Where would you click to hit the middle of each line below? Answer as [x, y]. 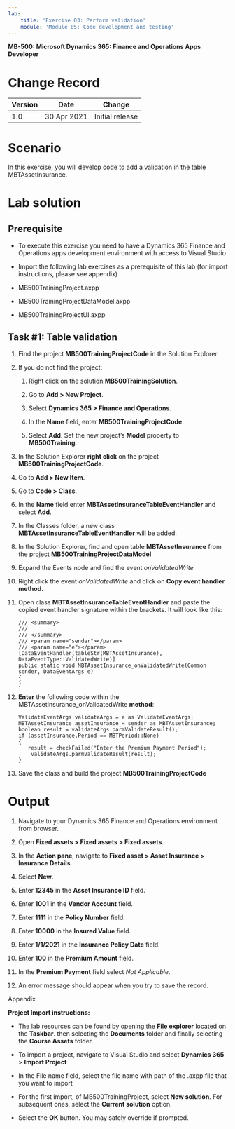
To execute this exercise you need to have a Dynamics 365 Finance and [122, 245]
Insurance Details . [45, 863]
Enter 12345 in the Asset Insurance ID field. [81, 890]
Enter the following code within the [69, 697]
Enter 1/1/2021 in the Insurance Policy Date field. [89, 945]
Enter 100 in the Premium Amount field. [76, 958]
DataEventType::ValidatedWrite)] [67, 660]
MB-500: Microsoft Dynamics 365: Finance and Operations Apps [105, 47]
